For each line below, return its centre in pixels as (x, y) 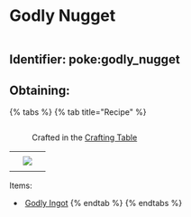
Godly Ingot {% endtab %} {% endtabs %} (104, 203)
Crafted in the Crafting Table (85, 137)
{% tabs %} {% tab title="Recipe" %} (78, 112)
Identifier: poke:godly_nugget (95, 60)
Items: (21, 185)
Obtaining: (40, 90)
